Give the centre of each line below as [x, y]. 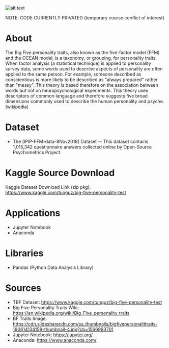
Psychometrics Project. [37, 152]
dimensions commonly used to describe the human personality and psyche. [85, 101]
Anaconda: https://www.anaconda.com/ [54, 340]
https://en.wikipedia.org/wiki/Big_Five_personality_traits [71, 313]
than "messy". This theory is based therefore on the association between [82, 85]
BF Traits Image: [30, 318]
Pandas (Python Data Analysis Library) [53, 267]
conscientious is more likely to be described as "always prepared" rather [81, 80]
